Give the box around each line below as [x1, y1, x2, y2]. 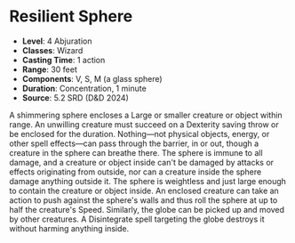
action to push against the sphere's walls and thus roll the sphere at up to [9, 194, 278, 206]
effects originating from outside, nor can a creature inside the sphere [9, 166, 262, 177]
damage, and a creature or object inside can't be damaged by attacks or [9, 157, 274, 167]
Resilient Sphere [9, 6, 133, 27]
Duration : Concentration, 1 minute [21, 83, 147, 93]
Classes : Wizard [21, 45, 84, 55]
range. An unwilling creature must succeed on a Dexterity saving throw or [9, 118, 280, 130]
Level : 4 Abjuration [21, 36, 92, 46]
